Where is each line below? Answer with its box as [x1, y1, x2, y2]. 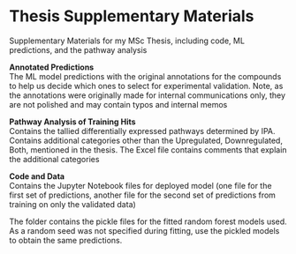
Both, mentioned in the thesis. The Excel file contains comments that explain [9, 144, 287, 155]
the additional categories [9, 153, 100, 164]
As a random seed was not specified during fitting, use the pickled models [9, 225, 280, 235]
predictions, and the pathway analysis [9, 44, 148, 55]
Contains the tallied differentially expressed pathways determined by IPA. [9, 125, 276, 136]
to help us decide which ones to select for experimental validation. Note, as [9, 80, 284, 91]
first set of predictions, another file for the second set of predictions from [9, 190, 277, 200]
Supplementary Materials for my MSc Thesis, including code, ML [9, 35, 246, 46]
